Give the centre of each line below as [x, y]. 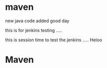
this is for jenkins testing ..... [34, 30]
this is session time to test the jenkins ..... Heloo [54, 40]
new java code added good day [37, 21]
